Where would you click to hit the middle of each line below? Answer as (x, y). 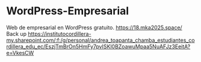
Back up (17, 33)
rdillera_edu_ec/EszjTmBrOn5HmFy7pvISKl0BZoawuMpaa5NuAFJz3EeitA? (98, 46)
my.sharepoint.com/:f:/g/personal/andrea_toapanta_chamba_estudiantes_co (100, 40)
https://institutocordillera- (60, 33)
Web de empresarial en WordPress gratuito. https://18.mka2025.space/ (94, 27)
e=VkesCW (20, 52)
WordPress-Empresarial (68, 11)
